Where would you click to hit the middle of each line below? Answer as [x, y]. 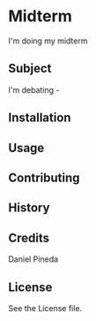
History [29, 208]
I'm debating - [34, 89]
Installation [40, 118]
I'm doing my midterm [48, 41]
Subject [30, 69]
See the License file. [45, 308]
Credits [29, 237]
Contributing [44, 177]
